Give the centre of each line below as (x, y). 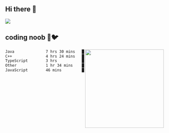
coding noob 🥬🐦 (32, 37)
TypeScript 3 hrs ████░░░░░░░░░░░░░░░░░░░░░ (72, 61)
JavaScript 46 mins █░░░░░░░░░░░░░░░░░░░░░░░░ (72, 70)
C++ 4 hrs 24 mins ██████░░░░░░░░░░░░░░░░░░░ (72, 56)
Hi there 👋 (21, 9)
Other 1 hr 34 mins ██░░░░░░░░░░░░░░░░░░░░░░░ (72, 66)
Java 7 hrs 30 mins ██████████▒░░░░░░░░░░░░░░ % (83, 51)
